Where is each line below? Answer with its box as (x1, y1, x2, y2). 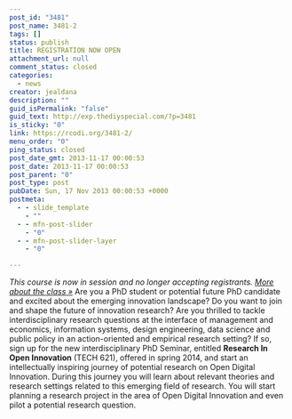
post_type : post (9, 179, 69, 188)
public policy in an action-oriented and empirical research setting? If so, (9, 334, 272, 344)
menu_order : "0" (9, 137, 69, 146)
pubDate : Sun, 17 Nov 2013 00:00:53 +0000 (9, 187, 169, 196)
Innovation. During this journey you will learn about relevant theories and (9, 371, 275, 383)
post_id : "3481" (9, 12, 69, 22)
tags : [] (9, 29, 42, 38)
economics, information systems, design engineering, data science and (9, 324, 271, 334)
